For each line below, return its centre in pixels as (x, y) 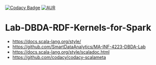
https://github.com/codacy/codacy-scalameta (59, 57)
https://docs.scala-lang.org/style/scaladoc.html (61, 52)
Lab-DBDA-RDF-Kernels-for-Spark (78, 28)
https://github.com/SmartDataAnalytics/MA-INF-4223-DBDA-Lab (79, 47)
